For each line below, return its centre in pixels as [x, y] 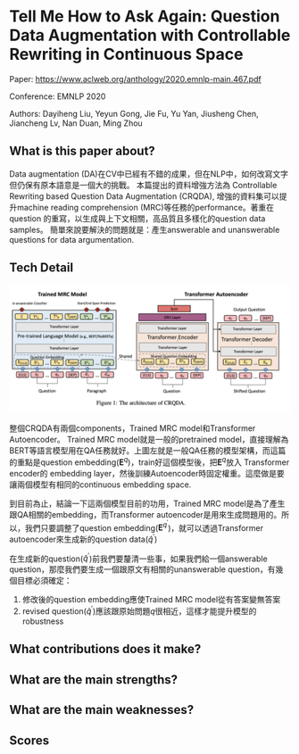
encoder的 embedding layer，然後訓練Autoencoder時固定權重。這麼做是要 [147, 473]
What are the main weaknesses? [102, 710]
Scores [29, 740]
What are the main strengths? [94, 679]
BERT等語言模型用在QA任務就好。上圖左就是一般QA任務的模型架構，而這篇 [148, 450]
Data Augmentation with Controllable [150, 35]
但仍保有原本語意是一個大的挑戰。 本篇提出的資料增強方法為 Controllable [143, 185]
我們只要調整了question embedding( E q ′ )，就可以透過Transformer [144, 526]
